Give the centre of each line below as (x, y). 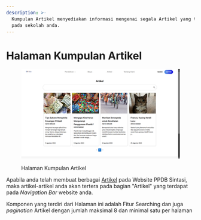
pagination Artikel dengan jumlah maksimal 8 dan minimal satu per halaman (99, 210)
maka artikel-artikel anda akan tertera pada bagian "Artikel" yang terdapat (97, 186)
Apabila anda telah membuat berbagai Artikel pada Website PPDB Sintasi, (97, 179)
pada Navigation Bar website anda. (50, 192)
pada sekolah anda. (36, 25)
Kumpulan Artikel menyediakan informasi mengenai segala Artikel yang (101, 19)
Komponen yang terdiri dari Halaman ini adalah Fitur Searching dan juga (95, 204)
